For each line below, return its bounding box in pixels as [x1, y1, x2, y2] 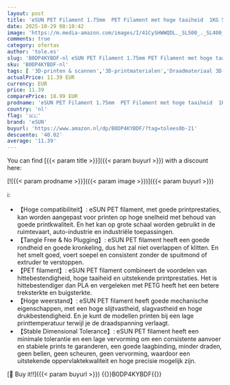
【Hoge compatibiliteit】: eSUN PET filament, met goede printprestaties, [16, 205, 221, 213]
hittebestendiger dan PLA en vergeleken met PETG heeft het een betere [16, 281, 220, 290]
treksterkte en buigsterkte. [16, 289, 92, 297]
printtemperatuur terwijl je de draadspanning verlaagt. [16, 319, 170, 327]
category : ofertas [7, 42, 60, 49]
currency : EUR [7, 80, 48, 87]
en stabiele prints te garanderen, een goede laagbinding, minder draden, [16, 342, 222, 351]
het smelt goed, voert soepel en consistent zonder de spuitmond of [16, 251, 207, 259]
